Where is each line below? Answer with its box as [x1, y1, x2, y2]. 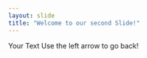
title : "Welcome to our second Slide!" [8, 19, 141, 27]
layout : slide [8, 11, 56, 20]
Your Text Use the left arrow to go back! [8, 41, 139, 50]
